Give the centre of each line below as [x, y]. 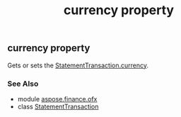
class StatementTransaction [58, 106]
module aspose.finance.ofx [57, 99]
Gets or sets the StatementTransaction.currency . [78, 65]
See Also [23, 84]
